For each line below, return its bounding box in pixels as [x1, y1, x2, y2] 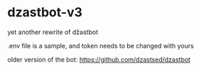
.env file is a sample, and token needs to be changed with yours [7, 41, 194, 50]
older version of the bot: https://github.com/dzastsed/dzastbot [7, 55, 190, 64]
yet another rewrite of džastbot [7, 28, 98, 36]
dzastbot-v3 [7, 4, 83, 21]
